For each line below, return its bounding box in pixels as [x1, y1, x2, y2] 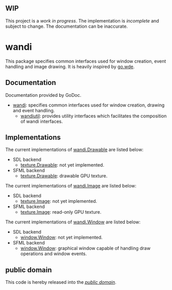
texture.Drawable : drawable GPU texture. [20, 173, 108, 179]
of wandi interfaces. [20, 118, 63, 125]
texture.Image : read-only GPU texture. [20, 209, 102, 215]
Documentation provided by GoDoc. [5, 92, 82, 98]
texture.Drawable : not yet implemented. [20, 162, 104, 168]
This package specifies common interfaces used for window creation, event [5, 58, 166, 64]
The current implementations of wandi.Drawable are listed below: [5, 147, 144, 153]
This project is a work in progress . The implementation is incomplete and [5, 17, 159, 24]
